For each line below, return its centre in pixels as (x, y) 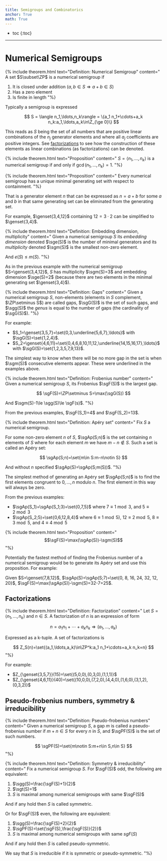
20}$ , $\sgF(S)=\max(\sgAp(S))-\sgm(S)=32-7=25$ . (59, 583)
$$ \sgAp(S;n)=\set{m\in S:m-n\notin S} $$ (83, 457)
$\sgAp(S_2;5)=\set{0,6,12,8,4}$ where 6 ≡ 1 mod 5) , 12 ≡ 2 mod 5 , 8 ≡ (85, 517)
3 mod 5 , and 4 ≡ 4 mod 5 (40, 522)
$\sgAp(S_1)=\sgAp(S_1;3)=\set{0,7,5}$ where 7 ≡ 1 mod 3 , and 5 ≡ (81, 507)
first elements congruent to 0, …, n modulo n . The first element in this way (80, 482)
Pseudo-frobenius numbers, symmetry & (70, 701)
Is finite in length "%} (34, 97)
